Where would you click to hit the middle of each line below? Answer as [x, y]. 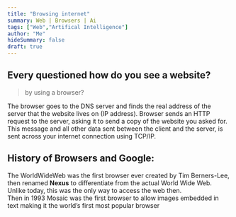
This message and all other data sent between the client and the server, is [115, 129]
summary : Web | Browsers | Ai [52, 20]
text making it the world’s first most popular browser [84, 205]
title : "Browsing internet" [49, 14]
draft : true [25, 47]
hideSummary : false [36, 40]
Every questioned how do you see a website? [109, 75]
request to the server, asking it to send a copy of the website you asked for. [118, 121]
